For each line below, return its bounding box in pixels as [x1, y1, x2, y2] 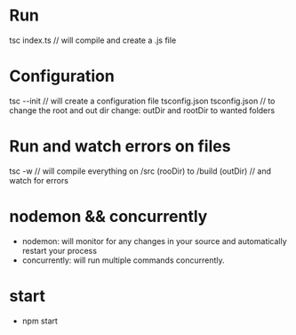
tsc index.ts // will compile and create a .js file [9, 35, 177, 45]
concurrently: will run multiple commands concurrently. [21, 255, 225, 266]
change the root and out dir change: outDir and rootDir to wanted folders [9, 104, 276, 116]
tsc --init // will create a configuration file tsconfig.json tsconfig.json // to [9, 95, 276, 106]
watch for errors [9, 175, 69, 185]
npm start [21, 315, 58, 326]
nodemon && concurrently [9, 207, 208, 226]
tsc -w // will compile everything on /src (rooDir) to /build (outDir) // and [9, 166, 272, 176]
